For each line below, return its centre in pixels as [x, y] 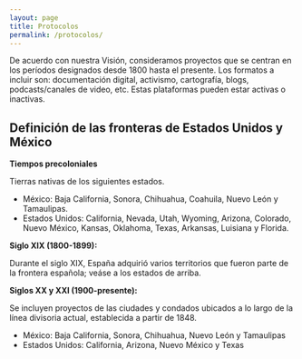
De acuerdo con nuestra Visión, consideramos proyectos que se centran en [151, 61]
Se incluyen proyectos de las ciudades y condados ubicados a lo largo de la [151, 308]
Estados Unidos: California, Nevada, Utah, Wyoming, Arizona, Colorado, [157, 218]
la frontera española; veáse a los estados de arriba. [105, 273]
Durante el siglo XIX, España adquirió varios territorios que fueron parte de [149, 264]
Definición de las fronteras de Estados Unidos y [146, 128]
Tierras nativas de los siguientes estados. [87, 182]
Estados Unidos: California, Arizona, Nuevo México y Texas [133, 345]
